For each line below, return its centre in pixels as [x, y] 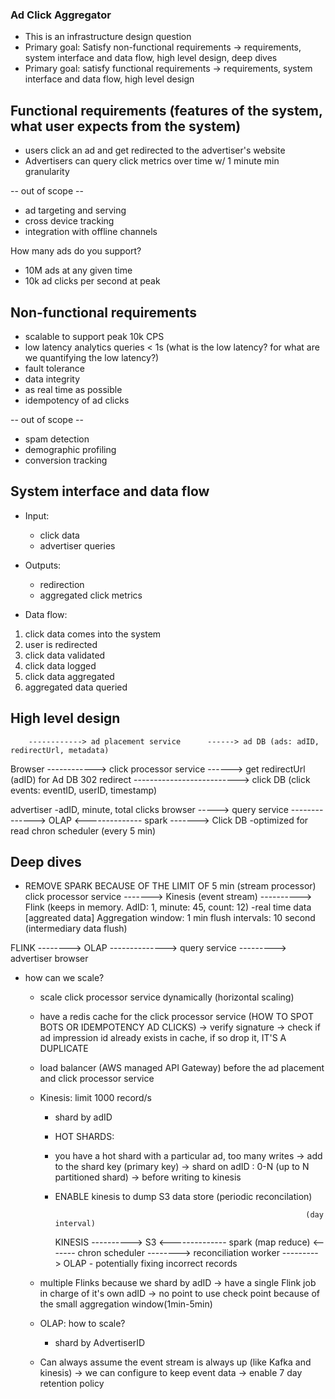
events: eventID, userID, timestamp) [84, 790]
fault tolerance [54, 368]
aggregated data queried [76, 687]
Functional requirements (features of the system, [166, 110]
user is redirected [61, 644]
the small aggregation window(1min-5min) [126, 1304]
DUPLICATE [64, 1049]
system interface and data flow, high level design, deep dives [151, 58]
